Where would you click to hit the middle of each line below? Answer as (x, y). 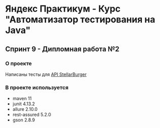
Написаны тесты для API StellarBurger (46, 74)
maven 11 (22, 99)
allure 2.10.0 (25, 109)
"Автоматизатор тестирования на (80, 19)
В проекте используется (37, 88)
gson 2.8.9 (24, 120)
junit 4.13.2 (24, 104)
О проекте (18, 63)
